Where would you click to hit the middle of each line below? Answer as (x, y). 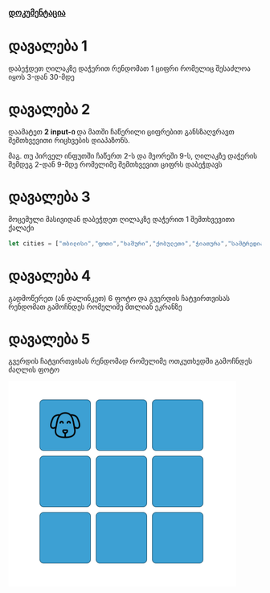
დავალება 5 (49, 339)
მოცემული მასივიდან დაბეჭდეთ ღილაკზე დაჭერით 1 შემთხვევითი (122, 219)
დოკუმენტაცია (37, 13)
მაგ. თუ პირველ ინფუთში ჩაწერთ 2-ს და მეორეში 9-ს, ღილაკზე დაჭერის (133, 155)
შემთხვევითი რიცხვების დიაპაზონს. (69, 140)
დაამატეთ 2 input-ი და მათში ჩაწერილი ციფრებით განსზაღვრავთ (121, 131)
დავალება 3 (49, 197)
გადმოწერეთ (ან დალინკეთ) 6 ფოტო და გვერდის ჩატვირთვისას (119, 298)
